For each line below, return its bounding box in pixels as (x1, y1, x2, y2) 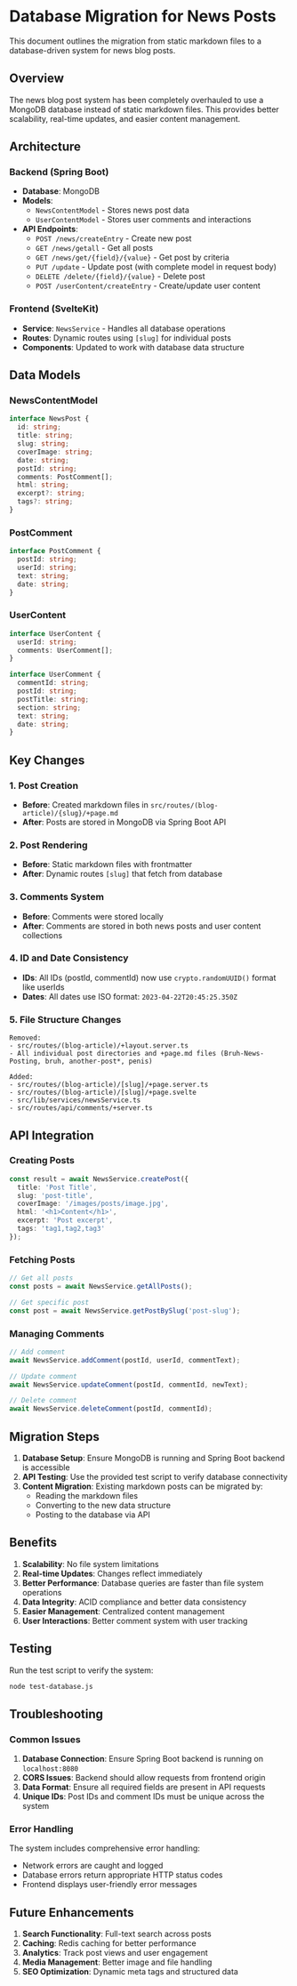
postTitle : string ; (17, 695, 90, 704)
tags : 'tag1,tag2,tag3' (17, 1225, 105, 1234)
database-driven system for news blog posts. (9, 44, 176, 55)
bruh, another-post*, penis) (44, 1057, 153, 1066)
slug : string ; (17, 439, 69, 448)
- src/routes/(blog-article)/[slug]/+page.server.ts (9, 1081, 209, 1089)
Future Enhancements (9, 1905, 135, 1920)
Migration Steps (9, 1429, 100, 1444)
